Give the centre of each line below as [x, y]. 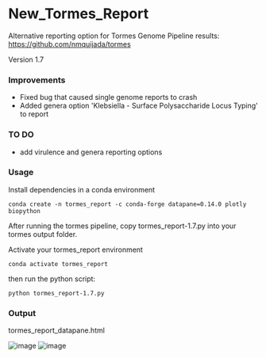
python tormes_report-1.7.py [56, 293]
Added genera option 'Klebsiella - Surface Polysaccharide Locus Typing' [139, 106]
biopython [25, 211]
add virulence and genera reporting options [91, 152]
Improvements [37, 80]
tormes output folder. [43, 234]
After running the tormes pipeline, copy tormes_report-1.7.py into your [122, 226]
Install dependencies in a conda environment [82, 189]
